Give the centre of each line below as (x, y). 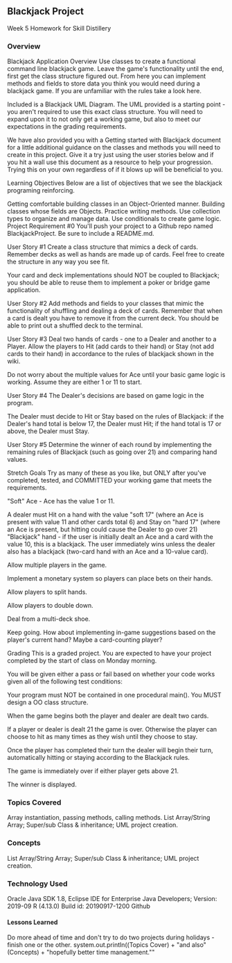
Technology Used (37, 884)
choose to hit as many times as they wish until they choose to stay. (102, 737)
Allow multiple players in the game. (57, 565)
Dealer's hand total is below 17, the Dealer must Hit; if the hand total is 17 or (114, 424)
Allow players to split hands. (47, 592)
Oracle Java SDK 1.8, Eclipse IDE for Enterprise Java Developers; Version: (112, 899)
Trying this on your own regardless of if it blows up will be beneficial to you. (115, 170)
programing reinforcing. (41, 191)
